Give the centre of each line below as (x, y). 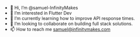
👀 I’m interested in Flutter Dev (41, 13)
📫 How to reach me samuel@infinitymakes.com (60, 29)
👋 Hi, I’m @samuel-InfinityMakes (44, 8)
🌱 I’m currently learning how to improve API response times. (72, 18)
